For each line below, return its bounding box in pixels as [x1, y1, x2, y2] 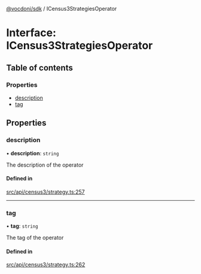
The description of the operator [6, 161, 84, 168]
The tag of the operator [6, 234, 64, 242]
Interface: [6, 26, 57, 40]
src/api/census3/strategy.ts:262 [6, 261, 86, 269]
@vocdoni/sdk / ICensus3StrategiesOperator [6, 5, 117, 12]
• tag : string [6, 222, 38, 230]
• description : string [6, 149, 59, 156]
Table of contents [6, 62, 73, 73]
